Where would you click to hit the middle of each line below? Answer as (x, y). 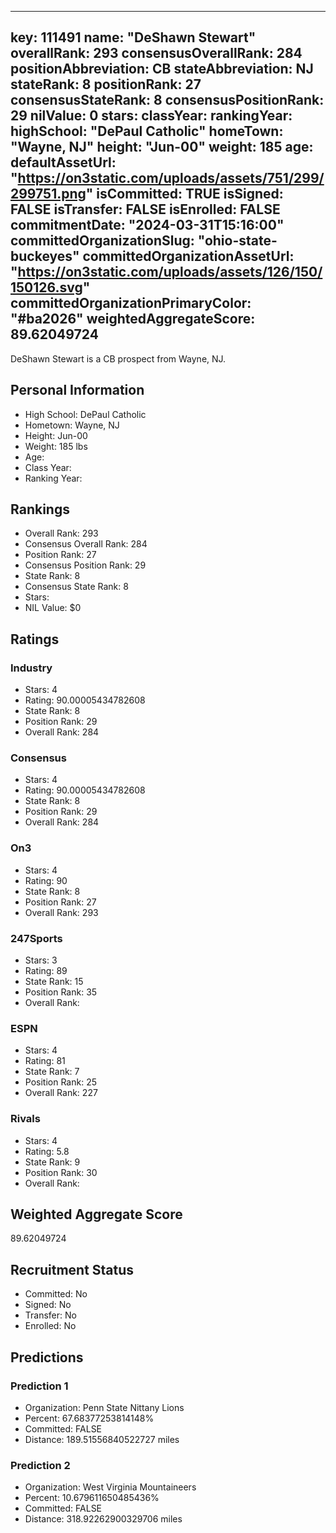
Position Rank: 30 (61, 1172)
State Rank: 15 (54, 982)
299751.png (48, 194)
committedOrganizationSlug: (102, 241)
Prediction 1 (39, 1386)
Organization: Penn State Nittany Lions (104, 1407)
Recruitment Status (72, 1269)
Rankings (40, 509)
